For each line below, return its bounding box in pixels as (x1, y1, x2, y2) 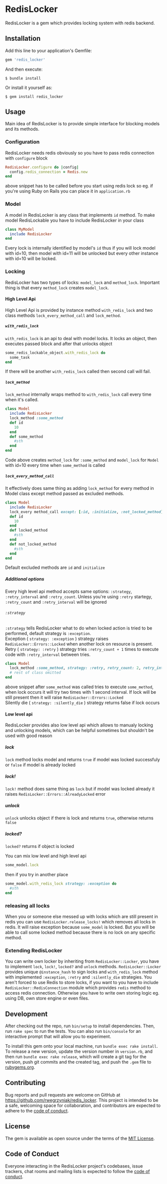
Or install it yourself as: (5, 85, 52, 91)
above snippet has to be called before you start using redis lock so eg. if (5, 183, 153, 189)
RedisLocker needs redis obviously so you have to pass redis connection (5, 150, 155, 156)
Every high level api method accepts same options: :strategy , (5, 588, 132, 595)
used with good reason (5, 732, 53, 739)
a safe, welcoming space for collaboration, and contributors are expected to (5, 1102, 161, 1108)
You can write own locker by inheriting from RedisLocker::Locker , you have (5, 958, 159, 964)
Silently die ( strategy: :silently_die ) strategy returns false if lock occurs (5, 700, 160, 706)
